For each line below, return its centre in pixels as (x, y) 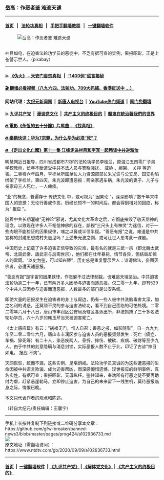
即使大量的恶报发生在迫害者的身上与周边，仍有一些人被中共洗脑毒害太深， (80, 299)
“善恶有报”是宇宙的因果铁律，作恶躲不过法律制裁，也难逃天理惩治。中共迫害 (82, 277)
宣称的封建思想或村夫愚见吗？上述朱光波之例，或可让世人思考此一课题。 (78, 238)
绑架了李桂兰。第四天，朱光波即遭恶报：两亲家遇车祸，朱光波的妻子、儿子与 (82, 180)
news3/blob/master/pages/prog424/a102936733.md (58, 434)
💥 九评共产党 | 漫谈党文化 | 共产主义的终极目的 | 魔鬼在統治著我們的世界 (80, 114)
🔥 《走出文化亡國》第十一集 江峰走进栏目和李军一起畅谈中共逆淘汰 (72, 150)
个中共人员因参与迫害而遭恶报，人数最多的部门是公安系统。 (65, 289)
